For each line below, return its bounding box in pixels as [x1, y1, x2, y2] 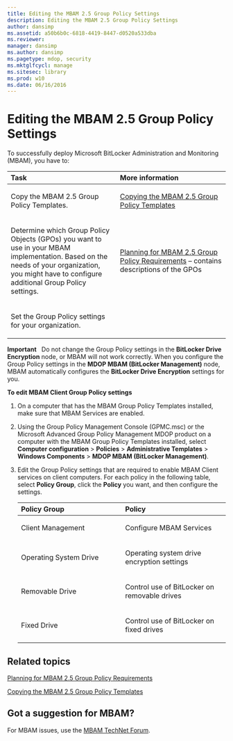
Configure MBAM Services [124, 523, 212, 533]
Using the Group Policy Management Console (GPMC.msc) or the [17, 422, 205, 431]
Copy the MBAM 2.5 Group [10, 192, 99, 202]
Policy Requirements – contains [120, 256, 222, 266]
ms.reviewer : [7, 36, 45, 43]
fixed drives [124, 625, 164, 635]
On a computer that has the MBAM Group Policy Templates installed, [17, 401, 214, 411]
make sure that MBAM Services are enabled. [17, 409, 145, 417]
